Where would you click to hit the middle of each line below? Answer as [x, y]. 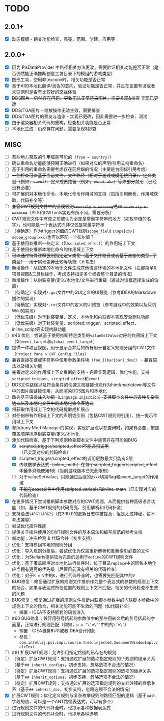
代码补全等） [33, 200]
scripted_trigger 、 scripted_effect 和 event [56, 378]
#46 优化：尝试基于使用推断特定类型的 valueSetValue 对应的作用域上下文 [84, 335]
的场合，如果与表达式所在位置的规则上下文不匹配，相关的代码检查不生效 [85, 587]
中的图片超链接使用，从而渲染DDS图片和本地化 [59, 390]
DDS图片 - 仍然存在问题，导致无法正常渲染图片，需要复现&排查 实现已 [83, 98]
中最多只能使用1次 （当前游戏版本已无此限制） [65, 471]
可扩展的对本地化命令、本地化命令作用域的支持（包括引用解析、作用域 [83, 194]
